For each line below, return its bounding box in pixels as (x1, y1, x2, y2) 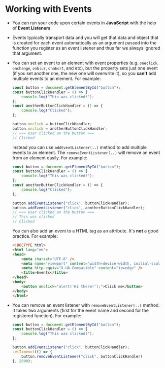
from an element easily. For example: (12, 154, 88, 161)
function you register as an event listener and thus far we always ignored (12, 45, 161, 51)
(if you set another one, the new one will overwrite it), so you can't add (12, 70, 157, 76)
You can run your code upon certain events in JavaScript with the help (12, 20, 157, 26)
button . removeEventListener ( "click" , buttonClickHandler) (21, 354, 143, 359)
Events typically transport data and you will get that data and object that (12, 35, 159, 40)
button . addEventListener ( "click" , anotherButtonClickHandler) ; (12, 205, 145, 210)
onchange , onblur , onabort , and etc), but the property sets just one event (12, 65, 158, 71)
